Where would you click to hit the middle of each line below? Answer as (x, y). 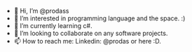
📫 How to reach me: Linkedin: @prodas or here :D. (87, 41)
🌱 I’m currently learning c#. (53, 26)
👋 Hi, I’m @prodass (41, 11)
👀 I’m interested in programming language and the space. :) (100, 18)
